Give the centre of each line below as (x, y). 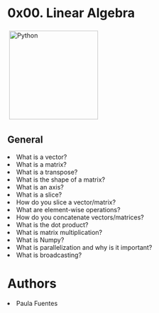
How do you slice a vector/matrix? (66, 202)
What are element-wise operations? (68, 209)
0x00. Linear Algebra (71, 13)
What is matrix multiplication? (60, 232)
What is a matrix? (42, 164)
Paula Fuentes (37, 303)
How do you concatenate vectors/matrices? (80, 217)
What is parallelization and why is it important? (84, 247)
